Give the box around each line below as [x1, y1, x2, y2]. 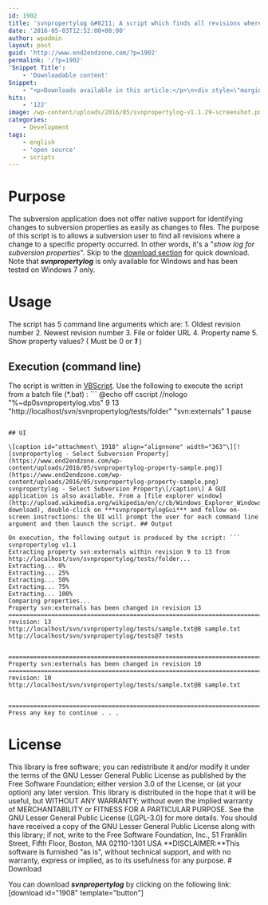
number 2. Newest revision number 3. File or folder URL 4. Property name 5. [8, 328, 258, 338]
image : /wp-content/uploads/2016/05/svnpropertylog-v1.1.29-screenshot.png [8, 109, 266, 117]
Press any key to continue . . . [8, 709, 120, 717]
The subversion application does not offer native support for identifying [8, 214, 243, 224]
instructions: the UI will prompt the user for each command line [33, 513, 259, 521]
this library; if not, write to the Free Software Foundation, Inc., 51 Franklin [8, 830, 247, 839]
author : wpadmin [8, 34, 62, 42]
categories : [8, 116, 48, 124]
